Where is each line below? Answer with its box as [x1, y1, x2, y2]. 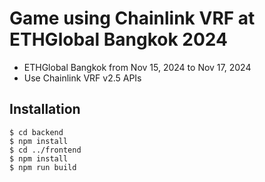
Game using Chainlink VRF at [9, 7, 256, 30]
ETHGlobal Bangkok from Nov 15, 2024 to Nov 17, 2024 [23, 61, 252, 73]
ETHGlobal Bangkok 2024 [9, 28, 229, 51]
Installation [9, 101, 81, 118]
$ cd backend [9, 127, 64, 137]
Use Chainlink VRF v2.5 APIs [23, 72, 142, 84]
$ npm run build [9, 162, 77, 172]
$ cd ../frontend [9, 145, 82, 155]
